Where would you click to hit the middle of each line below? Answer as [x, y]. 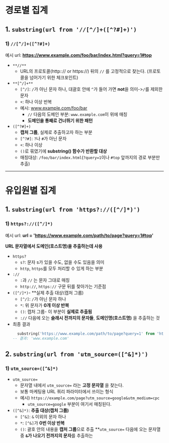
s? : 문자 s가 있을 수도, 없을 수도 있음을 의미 [62, 262]
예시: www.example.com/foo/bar [54, 108]
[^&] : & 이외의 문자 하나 [43, 417]
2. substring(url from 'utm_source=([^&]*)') [77, 354]
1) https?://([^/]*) [29, 224]
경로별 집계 [27, 10]
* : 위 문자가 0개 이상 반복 [45, 305]
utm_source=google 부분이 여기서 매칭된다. [69, 404]
